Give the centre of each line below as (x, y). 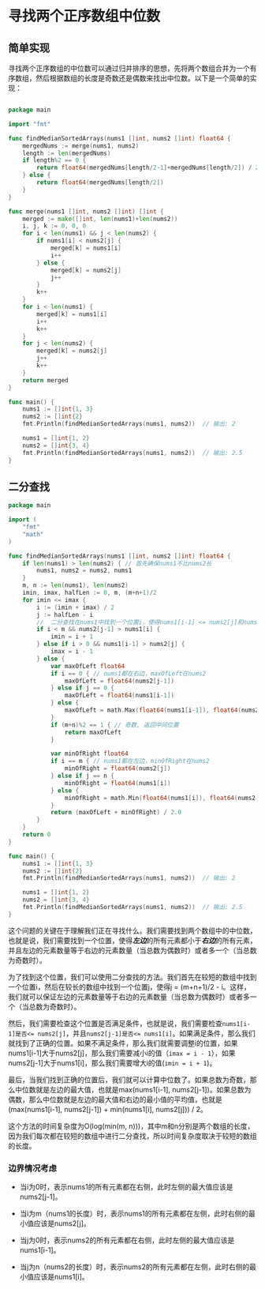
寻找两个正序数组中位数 (84, 16)
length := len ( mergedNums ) (67, 153)
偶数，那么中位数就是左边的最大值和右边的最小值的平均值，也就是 (115, 1099)
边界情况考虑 (33, 1168)
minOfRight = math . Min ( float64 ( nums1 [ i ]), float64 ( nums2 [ (162, 798)
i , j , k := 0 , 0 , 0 (54, 226)
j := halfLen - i (65, 614)
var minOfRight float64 (89, 754)
